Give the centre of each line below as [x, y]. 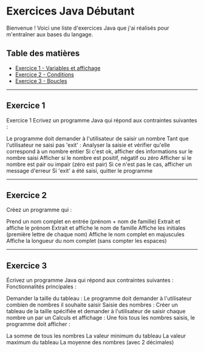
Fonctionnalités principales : [42, 287]
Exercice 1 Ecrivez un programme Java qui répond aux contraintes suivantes [102, 120]
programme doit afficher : [38, 324]
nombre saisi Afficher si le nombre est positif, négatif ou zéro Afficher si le [99, 158]
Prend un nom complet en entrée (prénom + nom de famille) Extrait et [93, 222]
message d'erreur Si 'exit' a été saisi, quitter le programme [80, 170]
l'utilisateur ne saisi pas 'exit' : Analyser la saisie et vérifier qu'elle [88, 145]
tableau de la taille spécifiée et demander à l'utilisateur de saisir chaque [96, 311]
